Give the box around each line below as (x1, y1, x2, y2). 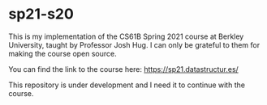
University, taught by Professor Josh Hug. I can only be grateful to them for (8, 40, 261, 49)
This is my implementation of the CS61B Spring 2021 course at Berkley (8, 31, 244, 41)
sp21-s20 (8, 5, 75, 23)
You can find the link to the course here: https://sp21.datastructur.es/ (8, 64, 239, 73)
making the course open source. (8, 48, 118, 58)
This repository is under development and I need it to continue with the (8, 80, 246, 90)
